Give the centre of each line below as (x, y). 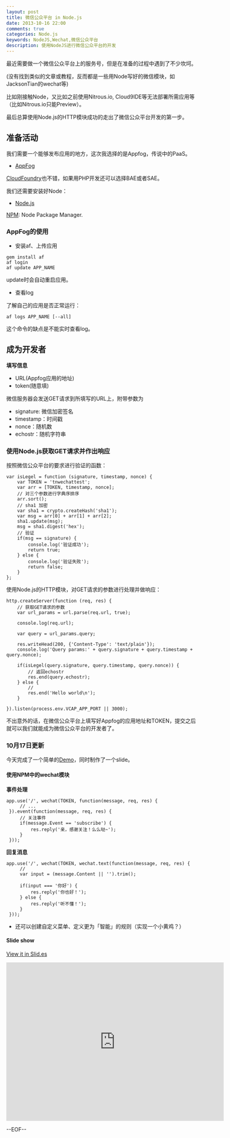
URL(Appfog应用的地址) (44, 378)
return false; (46, 567)
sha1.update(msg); (40, 522)
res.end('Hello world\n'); (62, 693)
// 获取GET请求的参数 (41, 607)
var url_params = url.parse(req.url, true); (74, 613)
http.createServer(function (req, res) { (59, 601)
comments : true (25, 29)
